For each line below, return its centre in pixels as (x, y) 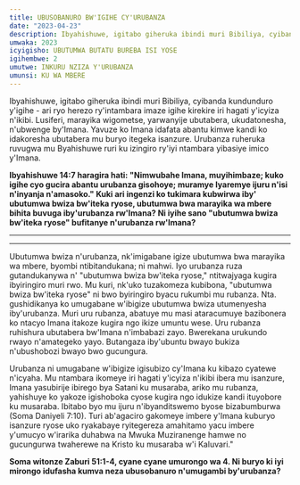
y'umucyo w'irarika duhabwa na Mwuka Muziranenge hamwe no (128, 434)
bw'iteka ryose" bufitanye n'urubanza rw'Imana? (103, 222)
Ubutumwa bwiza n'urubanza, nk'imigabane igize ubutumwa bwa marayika (147, 256)
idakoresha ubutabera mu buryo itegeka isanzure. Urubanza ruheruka (137, 138)
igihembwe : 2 (33, 59)
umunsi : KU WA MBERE (48, 76)
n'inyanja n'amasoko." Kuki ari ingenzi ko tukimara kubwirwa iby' (133, 193)
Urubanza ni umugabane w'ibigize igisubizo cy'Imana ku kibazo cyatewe (143, 368)
